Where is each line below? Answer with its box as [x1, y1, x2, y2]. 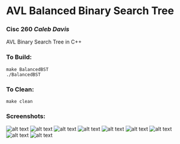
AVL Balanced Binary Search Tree [6, 4, 174, 18]
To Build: [6, 53, 32, 61]
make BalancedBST [6, 66, 49, 72]
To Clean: [6, 85, 34, 93]
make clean [6, 99, 33, 105]
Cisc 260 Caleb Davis [6, 25, 70, 34]
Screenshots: [6, 112, 46, 120]
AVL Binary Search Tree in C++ [6, 38, 82, 45]
